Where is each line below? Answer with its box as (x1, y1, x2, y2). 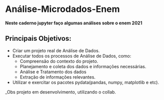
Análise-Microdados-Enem (5, 3, 120, 15)
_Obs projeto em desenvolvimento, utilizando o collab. (5, 89, 116, 95)
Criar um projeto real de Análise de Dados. (12, 47, 100, 53)
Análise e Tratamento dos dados (19, 69, 87, 75)
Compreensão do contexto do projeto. (19, 58, 99, 64)
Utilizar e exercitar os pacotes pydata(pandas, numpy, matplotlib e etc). (12, 79, 160, 85)
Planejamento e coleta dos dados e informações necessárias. (19, 63, 147, 69)
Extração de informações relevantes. (19, 74, 96, 80)
